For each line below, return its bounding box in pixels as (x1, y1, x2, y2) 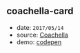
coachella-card (6, 5, 74, 17)
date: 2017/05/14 (16, 23, 64, 31)
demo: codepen (16, 37, 62, 46)
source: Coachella (16, 31, 68, 39)
